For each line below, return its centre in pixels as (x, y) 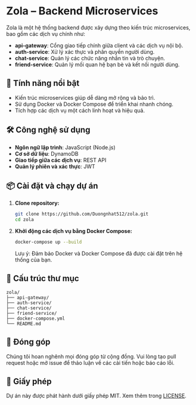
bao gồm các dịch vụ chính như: (46, 33)
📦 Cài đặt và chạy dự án (52, 185)
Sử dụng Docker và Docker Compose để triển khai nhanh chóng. (94, 104)
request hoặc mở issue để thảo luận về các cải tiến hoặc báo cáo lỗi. (90, 363)
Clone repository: (37, 203)
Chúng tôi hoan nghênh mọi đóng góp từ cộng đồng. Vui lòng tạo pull (91, 356)
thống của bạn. (33, 260)
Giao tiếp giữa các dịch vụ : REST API (60, 160)
